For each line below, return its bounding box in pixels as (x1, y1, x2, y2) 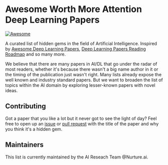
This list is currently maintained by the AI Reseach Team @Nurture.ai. (5, 154, 148, 160)
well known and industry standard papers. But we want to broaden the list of (5, 77, 163, 83)
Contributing (5, 102, 46, 111)
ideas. (5, 87, 18, 93)
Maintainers (5, 140, 44, 149)
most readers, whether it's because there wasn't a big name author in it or (5, 66, 158, 72)
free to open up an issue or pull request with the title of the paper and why (5, 120, 159, 126)
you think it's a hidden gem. (5, 126, 63, 132)
